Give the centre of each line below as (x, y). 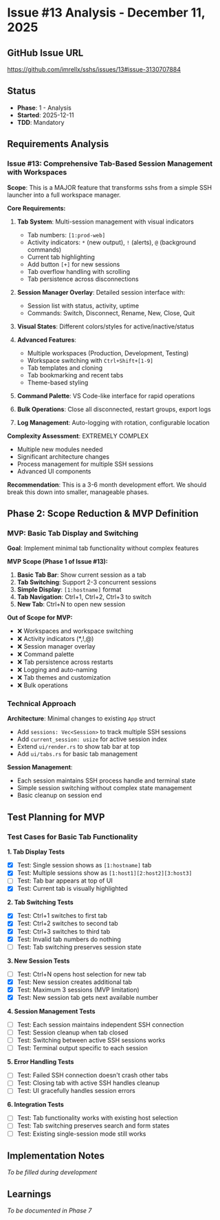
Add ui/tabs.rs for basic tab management (77, 754)
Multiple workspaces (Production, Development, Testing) (108, 353)
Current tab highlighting (61, 257)
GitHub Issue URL (45, 53)
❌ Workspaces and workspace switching (75, 631)
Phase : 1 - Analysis (44, 108)
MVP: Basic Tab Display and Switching (73, 533)
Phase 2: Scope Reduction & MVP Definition (103, 513)
